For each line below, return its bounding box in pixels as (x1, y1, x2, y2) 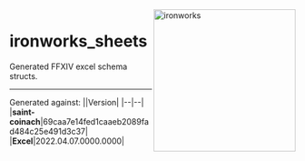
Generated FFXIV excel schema (9, 61, 128, 72)
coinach (9, 116, 41, 126)
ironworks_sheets (9, 31, 148, 52)
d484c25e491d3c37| (9, 126, 89, 136)
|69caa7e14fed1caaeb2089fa (40, 116, 150, 126)
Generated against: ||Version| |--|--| (9, 96, 144, 107)
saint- (12, 106, 35, 117)
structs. (9, 70, 38, 81)
